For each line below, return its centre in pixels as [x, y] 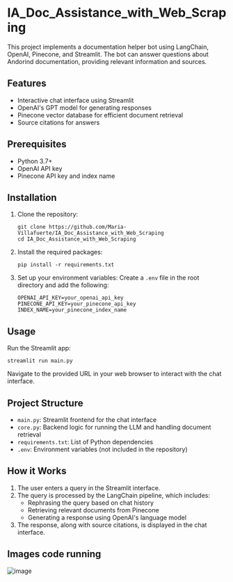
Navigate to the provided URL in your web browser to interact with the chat [114, 374]
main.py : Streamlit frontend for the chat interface [87, 420]
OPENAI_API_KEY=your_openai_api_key [70, 298]
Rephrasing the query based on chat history [91, 503]
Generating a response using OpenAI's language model [107, 517]
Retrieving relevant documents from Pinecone [93, 510]
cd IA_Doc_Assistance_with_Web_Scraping [77, 239]
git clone [32, 227]
